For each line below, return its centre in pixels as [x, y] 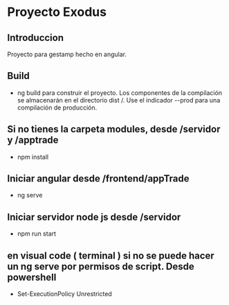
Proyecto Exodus [57, 12]
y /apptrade [33, 140]
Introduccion [36, 38]
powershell [32, 277]
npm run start [37, 234]
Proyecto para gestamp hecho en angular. [67, 54]
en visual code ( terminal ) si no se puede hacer [111, 255]
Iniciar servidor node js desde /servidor [94, 217]
